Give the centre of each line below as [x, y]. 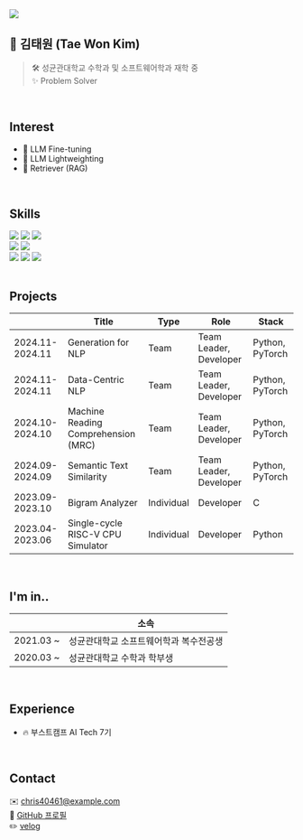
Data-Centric [96, 380]
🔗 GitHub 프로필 [38, 815]
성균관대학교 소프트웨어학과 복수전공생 [146, 641]
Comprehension [101, 434]
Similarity [87, 477]
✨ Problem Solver [64, 80]
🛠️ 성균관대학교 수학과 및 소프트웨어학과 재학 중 [115, 68]
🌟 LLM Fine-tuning [57, 149]
